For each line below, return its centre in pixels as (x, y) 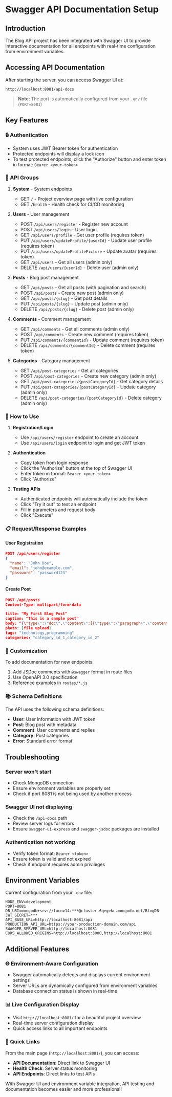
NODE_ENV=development (28, 902)
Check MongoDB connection (43, 783)
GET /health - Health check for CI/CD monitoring (72, 204)
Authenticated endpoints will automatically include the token (84, 499)
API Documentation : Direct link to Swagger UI (61, 1063)
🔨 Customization (26, 651)
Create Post (18, 589)
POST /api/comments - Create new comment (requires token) (84, 334)
